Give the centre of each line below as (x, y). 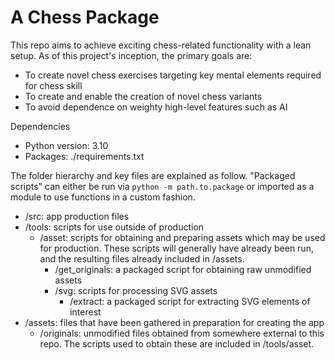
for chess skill (53, 85)
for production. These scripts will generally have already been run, (176, 248)
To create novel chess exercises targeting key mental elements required (173, 75)
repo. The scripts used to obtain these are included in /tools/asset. (177, 343)
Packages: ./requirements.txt (84, 156)
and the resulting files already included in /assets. (142, 258)
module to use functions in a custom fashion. (103, 197)
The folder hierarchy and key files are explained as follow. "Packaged (153, 175)
